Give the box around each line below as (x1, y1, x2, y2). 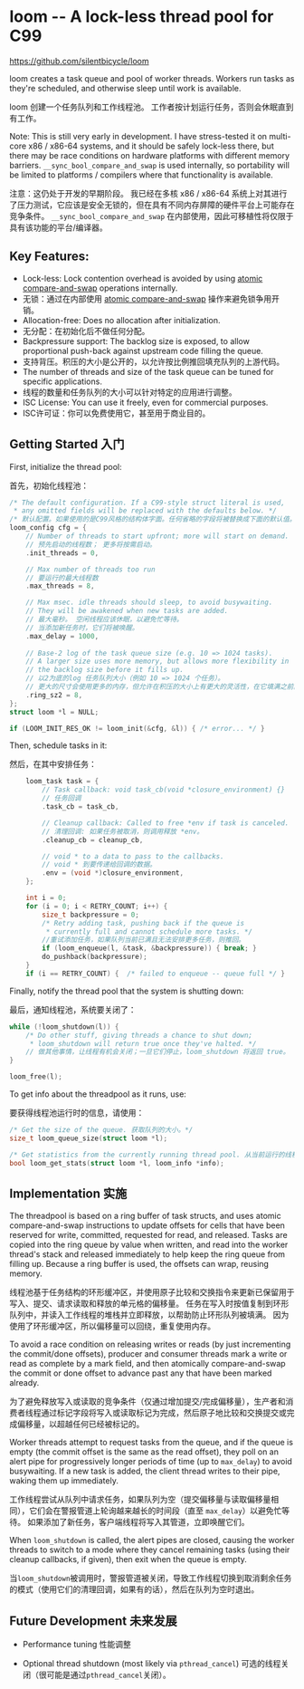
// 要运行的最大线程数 (25, 573, 100, 582)
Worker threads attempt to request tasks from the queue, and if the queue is (9, 1437, 294, 1448)
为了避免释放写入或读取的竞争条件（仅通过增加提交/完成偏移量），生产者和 (9, 1396, 287, 1407)
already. (9, 1377, 40, 1388)
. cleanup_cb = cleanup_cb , (42, 835, 144, 844)
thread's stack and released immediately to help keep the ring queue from (9, 1249, 286, 1260)
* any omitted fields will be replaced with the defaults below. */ (13, 506, 278, 515)
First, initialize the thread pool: (9, 461, 122, 472)
